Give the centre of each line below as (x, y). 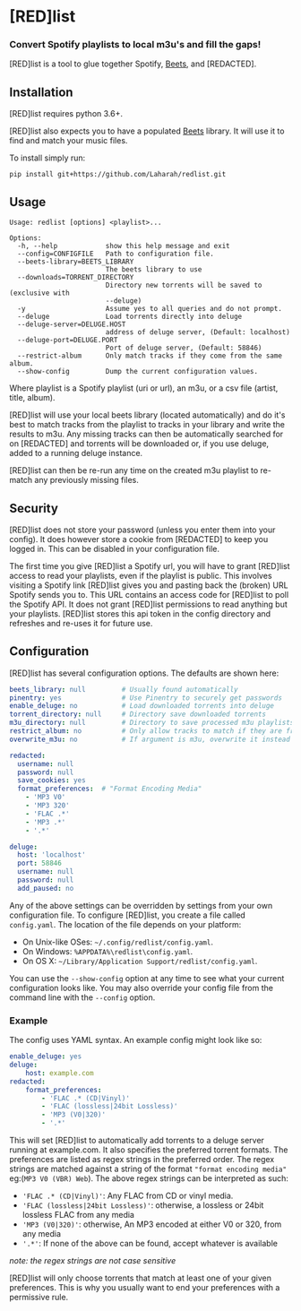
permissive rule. (39, 1298)
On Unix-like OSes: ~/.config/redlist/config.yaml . (117, 942)
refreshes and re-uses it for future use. (81, 623)
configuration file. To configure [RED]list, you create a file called (128, 915)
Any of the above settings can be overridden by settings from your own (141, 905)
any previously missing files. (86, 480)
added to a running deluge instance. (76, 453)
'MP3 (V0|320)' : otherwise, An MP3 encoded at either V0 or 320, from (152, 1224)
